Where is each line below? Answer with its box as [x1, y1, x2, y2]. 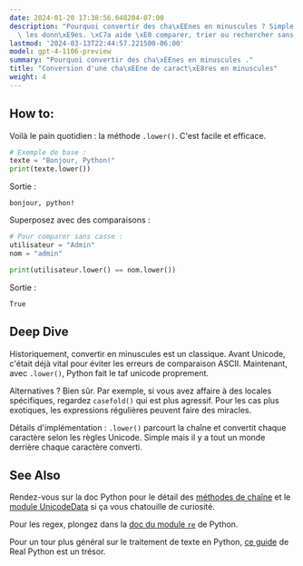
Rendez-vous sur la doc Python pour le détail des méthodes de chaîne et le [9, 492, 291, 502]
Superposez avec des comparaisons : [9, 214, 151, 225]
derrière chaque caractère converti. [9, 442, 142, 452]
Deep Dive [9, 324, 69, 340]
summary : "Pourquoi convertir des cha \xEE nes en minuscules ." [9, 55, 254, 65]
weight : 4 [9, 73, 47, 82]
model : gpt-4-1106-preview [9, 47, 112, 56]
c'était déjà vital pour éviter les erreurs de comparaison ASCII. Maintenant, [9, 358, 288, 369]
